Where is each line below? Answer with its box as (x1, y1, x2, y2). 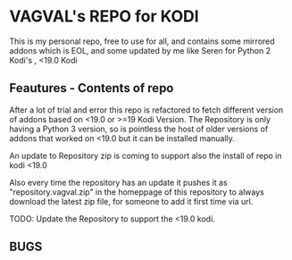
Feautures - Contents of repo (9, 80, 174, 96)
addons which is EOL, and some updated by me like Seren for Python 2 (9, 45, 271, 55)
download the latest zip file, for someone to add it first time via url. (9, 196, 254, 206)
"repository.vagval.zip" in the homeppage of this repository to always (9, 186, 265, 197)
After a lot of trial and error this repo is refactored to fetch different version (9, 105, 284, 115)
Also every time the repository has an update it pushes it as (9, 177, 228, 188)
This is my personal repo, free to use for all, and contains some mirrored (9, 36, 275, 46)
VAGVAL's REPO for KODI (9, 6, 199, 27)
